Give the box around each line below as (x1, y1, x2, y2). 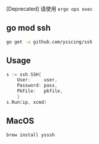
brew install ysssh (6, 131, 55, 138)
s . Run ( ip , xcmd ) (6, 99, 47, 105)
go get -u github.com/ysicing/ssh (6, 38, 93, 45)
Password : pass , (17, 83, 58, 89)
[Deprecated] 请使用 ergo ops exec (6, 5, 93, 12)
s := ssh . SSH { (6, 71, 42, 77)
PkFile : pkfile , (17, 88, 63, 94)
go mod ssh (6, 23, 51, 33)
